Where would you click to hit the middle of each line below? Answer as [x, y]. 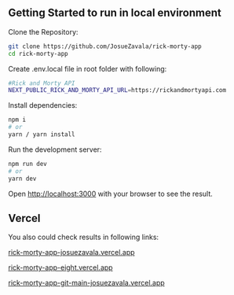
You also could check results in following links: [84, 237]
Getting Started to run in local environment [115, 13]
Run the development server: [55, 149]
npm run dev [27, 164]
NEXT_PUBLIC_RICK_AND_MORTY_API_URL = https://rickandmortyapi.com [117, 90]
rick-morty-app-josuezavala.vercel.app [71, 253]
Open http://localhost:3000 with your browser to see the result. [111, 194]
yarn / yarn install [42, 135]
